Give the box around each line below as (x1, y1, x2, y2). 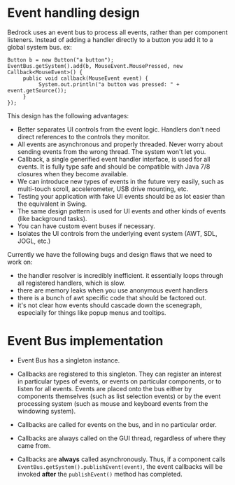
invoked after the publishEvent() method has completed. (17, 470, 183, 478)
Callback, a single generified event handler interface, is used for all (17, 155, 211, 163)
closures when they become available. (17, 169, 129, 178)
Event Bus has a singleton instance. (17, 356, 120, 365)
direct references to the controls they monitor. (17, 132, 150, 141)
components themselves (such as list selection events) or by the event (17, 392, 221, 400)
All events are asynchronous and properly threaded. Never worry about (17, 140, 224, 148)
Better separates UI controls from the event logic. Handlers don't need (17, 125, 220, 134)
